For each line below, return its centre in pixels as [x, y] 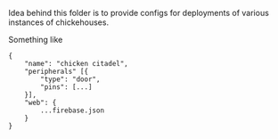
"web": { [41, 102]
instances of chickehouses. [58, 22]
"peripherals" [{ [57, 71]
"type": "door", [70, 79]
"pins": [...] [66, 87]
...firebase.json [72, 110]
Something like [36, 40]
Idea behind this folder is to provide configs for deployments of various [139, 13]
